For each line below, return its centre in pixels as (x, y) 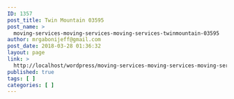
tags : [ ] (22, 78)
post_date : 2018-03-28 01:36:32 (54, 46)
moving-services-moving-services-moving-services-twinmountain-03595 (116, 33)
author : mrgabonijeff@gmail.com (54, 40)
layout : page (26, 53)
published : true (31, 72)
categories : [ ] (31, 85)
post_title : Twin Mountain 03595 (56, 20)
